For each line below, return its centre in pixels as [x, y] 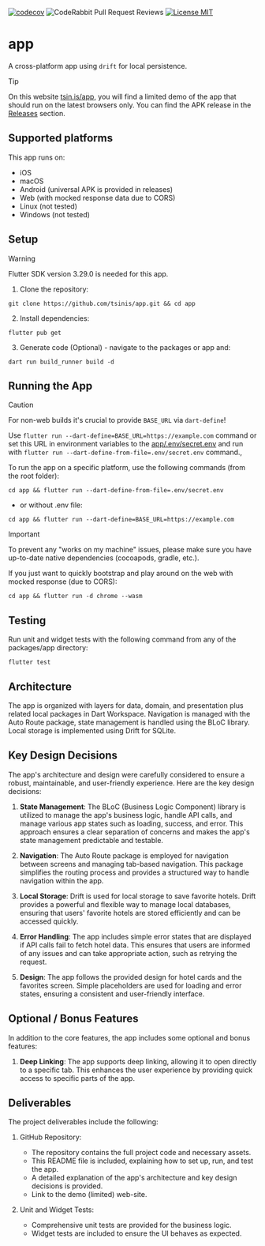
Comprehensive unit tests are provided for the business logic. [131, 1225]
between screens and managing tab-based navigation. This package [131, 864]
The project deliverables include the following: [84, 1122]
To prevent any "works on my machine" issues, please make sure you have [130, 550]
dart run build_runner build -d [61, 362]
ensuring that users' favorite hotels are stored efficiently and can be [130, 913]
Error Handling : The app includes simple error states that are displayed [135, 936]
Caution [21, 405]
